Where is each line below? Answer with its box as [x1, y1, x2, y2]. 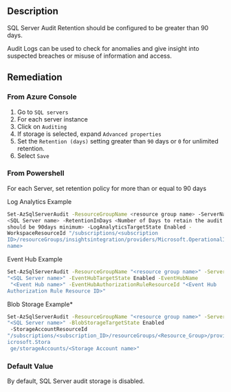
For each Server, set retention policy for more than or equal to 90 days [7, 184, 207, 192]
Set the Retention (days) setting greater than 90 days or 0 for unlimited [16, 137, 219, 145]
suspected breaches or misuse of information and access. [7, 51, 172, 60]
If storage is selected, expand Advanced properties [16, 130, 162, 138]
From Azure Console [7, 92, 77, 102]
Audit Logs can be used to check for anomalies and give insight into [7, 44, 199, 52]
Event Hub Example [7, 255, 63, 264]
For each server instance [16, 115, 88, 123]
